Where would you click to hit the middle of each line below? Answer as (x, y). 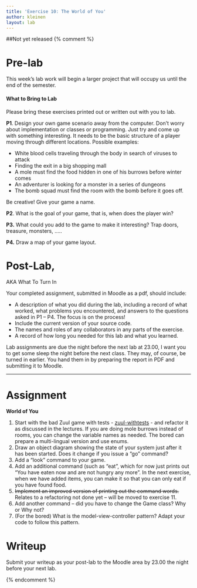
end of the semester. (31, 85)
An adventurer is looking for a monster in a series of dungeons (90, 184)
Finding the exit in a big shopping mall (60, 165)
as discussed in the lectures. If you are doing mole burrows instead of (99, 429)
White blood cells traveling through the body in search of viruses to (96, 153)
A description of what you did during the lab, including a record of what (101, 305)
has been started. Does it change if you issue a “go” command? (91, 454)
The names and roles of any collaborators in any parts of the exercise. (99, 329)
